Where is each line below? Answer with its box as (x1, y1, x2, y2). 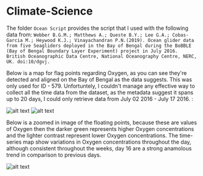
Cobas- (172, 32, 189, 38)
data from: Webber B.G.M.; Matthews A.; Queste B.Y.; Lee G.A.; (6, 30, 170, 38)
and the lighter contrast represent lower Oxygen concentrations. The (6, 132, 178, 139)
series (6, 138, 22, 146)
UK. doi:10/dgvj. (6, 58, 50, 65)
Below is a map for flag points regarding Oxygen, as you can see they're (6, 69, 187, 77)
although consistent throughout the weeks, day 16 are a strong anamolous (6, 144, 192, 152)
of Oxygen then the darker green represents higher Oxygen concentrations (6, 125, 194, 132)
